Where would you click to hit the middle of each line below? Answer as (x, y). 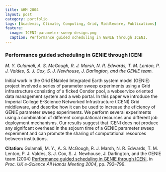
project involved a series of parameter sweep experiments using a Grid (78, 86)
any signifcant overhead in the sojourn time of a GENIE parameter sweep (80, 128)
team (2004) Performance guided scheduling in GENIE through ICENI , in (79, 159)
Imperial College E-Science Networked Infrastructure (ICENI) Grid (72, 102)
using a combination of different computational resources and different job (82, 118)
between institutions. (27, 139)
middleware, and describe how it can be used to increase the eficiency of (80, 107)
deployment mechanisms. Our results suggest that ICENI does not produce (82, 123)
